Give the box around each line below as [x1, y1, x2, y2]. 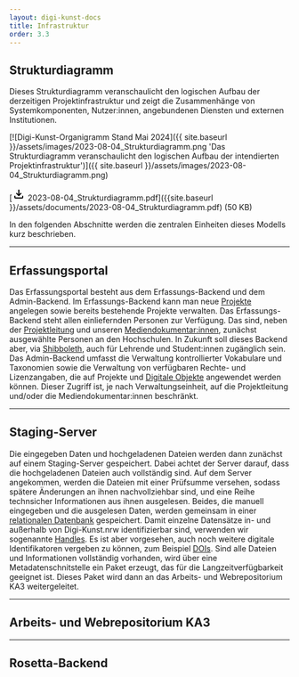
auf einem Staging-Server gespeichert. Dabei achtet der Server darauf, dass [9, 458, 289, 469]
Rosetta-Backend [9, 656, 109, 671]
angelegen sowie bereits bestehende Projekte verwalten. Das [9, 306, 234, 316]
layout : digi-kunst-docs [9, 12, 101, 22]
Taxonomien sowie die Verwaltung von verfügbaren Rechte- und [9, 363, 246, 372]
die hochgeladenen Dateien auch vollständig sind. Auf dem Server [9, 467, 252, 477]
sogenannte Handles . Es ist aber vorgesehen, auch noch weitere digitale [9, 534, 275, 544]
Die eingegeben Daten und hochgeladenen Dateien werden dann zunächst [9, 448, 283, 459]
